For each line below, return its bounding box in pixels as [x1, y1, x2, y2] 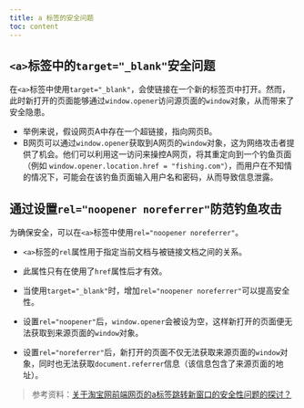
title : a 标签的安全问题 [9, 13, 94, 23]
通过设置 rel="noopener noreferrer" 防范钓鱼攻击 [9, 201, 282, 216]
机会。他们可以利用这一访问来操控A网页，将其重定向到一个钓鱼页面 [38, 149, 292, 160]
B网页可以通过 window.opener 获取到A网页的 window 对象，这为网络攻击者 [22, 138, 287, 149]
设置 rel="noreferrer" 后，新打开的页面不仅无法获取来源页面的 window [22, 347, 280, 358]
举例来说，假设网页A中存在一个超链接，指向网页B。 [22, 126, 218, 137]
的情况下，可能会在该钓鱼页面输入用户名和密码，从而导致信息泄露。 [22, 172, 279, 183]
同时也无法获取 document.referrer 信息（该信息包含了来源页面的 [38, 358, 276, 370]
